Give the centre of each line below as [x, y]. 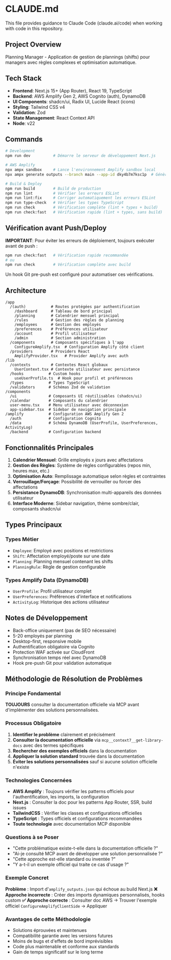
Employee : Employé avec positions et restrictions [63, 550]
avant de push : [22, 246]
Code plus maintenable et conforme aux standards [66, 946]
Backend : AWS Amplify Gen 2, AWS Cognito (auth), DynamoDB [79, 96]
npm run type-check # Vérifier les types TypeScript [65, 203]
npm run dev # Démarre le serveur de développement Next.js [81, 156]
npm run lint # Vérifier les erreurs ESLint [62, 193]
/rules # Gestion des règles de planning [69, 320]
